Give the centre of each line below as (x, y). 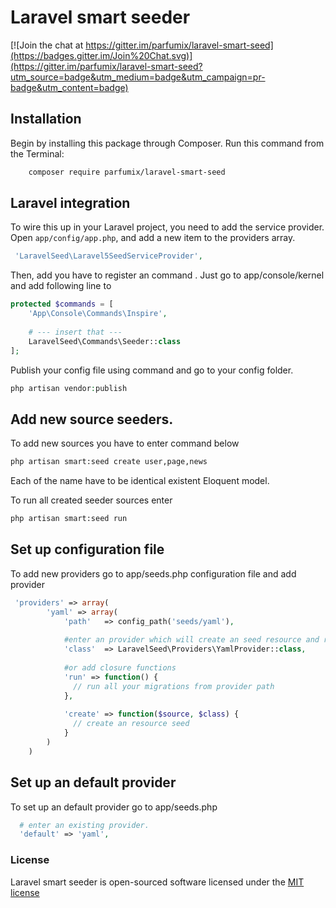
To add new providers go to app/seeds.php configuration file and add (153, 573)
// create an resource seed (131, 724)
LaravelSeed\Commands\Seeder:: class (105, 341)
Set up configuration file (87, 549)
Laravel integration (70, 203)
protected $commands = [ (62, 304)
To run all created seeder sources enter (91, 500)
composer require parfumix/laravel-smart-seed (127, 172)
